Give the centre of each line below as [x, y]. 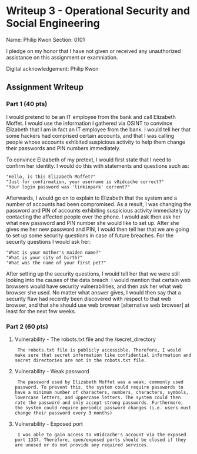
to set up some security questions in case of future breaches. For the [90, 235]
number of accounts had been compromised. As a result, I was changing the [99, 204]
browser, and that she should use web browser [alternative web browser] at [98, 305]
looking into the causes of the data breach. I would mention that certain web [98, 280]
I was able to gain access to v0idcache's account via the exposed [102, 435]
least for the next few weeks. [41, 311]
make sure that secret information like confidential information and [103, 355]
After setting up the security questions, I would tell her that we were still [93, 274]
